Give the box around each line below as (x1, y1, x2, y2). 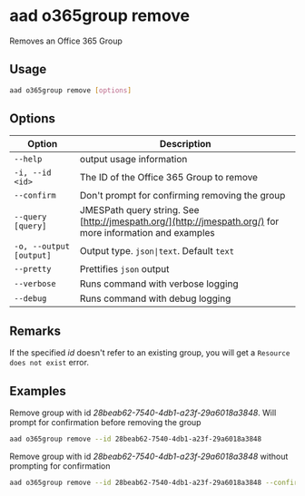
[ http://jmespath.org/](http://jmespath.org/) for (80, 215, 280, 228)
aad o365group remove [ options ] (9, 85, 132, 95)
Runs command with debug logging (80, 292, 231, 305)
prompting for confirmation (9, 460, 111, 472)
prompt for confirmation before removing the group (9, 417, 202, 428)
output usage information (80, 153, 188, 166)
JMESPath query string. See (80, 204, 200, 217)
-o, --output (14, 241, 71, 252)
